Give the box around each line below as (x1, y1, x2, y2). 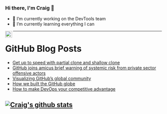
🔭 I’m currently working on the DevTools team (12, 16, 106, 22)
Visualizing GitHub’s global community (12, 76, 91, 82)
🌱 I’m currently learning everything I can (12, 21, 95, 27)
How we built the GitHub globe (12, 81, 76, 87)
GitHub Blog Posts (5, 43, 82, 54)
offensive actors (12, 70, 46, 76)
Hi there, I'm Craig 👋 (5, 4, 55, 11)
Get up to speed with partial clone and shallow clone (12, 60, 120, 66)
